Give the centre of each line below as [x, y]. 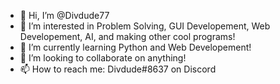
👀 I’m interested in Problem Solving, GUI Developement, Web [145, 26]
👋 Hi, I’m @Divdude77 [64, 15]
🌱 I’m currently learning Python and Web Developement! [135, 47]
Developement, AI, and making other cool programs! [127, 36]
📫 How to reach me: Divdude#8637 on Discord [118, 69]
